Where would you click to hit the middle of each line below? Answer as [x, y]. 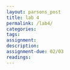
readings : [19, 57]
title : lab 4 [23, 18]
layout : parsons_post [34, 12]
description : [23, 46]
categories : [21, 29]
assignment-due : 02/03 [35, 52]
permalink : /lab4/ [30, 23]
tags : [13, 35]
